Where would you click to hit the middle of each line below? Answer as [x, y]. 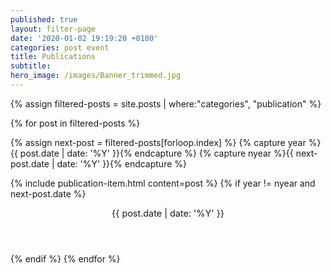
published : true [44, 19]
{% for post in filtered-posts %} [75, 123]
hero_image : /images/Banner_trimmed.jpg [96, 76]
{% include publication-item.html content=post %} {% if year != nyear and [163, 183]
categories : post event [60, 47]
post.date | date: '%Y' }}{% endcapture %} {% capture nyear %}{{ [156, 153]
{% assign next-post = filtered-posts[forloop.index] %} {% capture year [158, 142]
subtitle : [31, 66]
